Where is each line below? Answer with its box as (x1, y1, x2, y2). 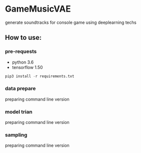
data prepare (5, 85, 36, 92)
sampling (5, 132, 28, 138)
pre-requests (5, 48, 37, 55)
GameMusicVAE (5, 3, 71, 15)
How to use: (5, 34, 42, 42)
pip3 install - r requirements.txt (5, 74, 75, 79)
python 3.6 (12, 59, 34, 65)
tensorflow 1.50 (12, 64, 43, 70)
